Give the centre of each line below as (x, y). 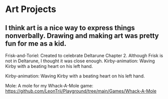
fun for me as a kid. (36, 43)
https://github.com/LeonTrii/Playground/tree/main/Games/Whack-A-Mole (81, 91)
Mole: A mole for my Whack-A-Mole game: (49, 86)
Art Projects (31, 9)
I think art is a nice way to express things (70, 28)
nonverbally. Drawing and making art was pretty (82, 35)
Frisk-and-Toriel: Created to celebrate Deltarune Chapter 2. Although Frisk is (84, 56)
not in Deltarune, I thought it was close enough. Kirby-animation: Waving (80, 61)
